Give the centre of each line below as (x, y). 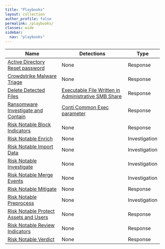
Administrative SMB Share (92, 96)
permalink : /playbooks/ (29, 23)
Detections (92, 54)
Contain (17, 116)
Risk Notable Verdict (31, 239)
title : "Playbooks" (25, 10)
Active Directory (26, 62)
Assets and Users (28, 217)
